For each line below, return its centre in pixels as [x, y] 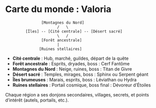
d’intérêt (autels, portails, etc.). [37, 100]
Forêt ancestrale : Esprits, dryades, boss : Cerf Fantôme [71, 63]
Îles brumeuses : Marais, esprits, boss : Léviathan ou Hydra [74, 79]
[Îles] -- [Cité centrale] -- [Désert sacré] [74, 31]
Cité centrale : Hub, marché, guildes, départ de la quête [71, 58]
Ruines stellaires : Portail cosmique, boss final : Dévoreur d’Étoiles [82, 85]
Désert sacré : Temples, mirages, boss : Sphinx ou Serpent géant [80, 74]
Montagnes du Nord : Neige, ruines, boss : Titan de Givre [72, 69]
